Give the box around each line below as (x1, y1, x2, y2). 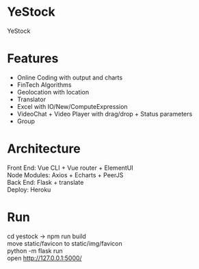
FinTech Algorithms (16, 80, 72, 89)
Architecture (7, 141, 81, 157)
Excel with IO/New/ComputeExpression (16, 102, 128, 110)
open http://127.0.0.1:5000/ (7, 254, 82, 262)
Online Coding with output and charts (16, 73, 123, 81)
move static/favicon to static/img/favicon (7, 239, 122, 247)
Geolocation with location (16, 88, 90, 96)
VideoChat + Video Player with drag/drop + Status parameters (16, 110, 193, 118)
